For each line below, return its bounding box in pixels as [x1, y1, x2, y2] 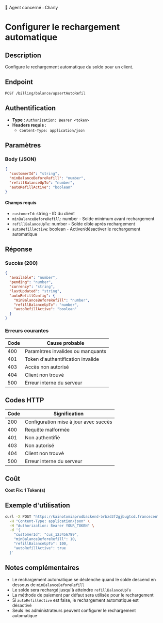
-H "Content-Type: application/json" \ [9, 519, 90, 524]
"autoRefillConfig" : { [9, 293, 55, 298]
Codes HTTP [5, 396, 45, 404]
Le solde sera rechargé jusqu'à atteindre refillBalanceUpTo [12, 587, 131, 592]
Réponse [5, 245, 33, 254]
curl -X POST [5, 514, 32, 519]
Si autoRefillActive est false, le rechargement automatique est [12, 597, 139, 603]
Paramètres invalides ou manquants [25, 348, 107, 355]
